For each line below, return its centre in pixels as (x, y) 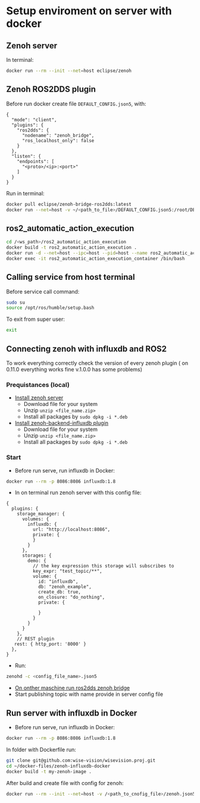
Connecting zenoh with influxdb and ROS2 (87, 349)
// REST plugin (36, 639)
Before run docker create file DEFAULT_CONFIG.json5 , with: (76, 104)
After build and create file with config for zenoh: (65, 783)
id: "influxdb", (58, 582)
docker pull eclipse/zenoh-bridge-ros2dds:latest (69, 204)
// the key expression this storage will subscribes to (103, 566)
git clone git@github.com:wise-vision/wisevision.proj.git (81, 761)
